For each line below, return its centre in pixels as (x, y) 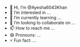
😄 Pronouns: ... (25, 35)
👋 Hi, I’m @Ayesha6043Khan (38, 7)
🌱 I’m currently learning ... (35, 18)
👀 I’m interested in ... (30, 12)
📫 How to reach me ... (32, 28)
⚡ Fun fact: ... (23, 40)
